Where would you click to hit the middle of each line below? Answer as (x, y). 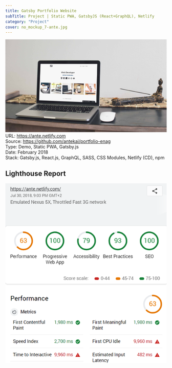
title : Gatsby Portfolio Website (41, 11)
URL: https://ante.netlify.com (36, 136)
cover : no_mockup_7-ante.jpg (36, 27)
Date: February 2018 (27, 152)
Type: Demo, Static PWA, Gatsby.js (42, 146)
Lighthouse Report (36, 174)
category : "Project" (27, 21)
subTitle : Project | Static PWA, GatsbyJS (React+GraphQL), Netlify (80, 16)
